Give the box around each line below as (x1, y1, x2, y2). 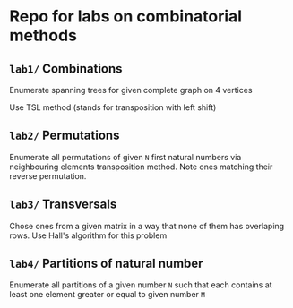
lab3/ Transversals (9, 197, 117, 212)
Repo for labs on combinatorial (9, 6, 243, 27)
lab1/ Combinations (9, 61, 123, 76)
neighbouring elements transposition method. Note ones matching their (9, 161, 273, 172)
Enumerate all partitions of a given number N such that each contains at (9, 279, 272, 290)
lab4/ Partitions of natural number (9, 256, 203, 271)
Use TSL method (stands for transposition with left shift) (9, 102, 217, 113)
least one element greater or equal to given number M (9, 289, 206, 300)
